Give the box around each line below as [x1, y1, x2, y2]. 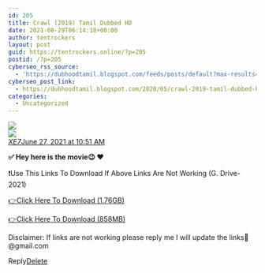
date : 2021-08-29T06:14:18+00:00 [8, 26, 118, 34]
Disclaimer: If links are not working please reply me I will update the [8, 233, 228, 242]
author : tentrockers [8, 33, 77, 42]
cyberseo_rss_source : [8, 63, 80, 71]
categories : [8, 92, 47, 100]
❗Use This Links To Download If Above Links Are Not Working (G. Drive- [8, 169, 241, 178]
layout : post [8, 41, 51, 49]
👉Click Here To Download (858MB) [8, 215, 126, 224]
